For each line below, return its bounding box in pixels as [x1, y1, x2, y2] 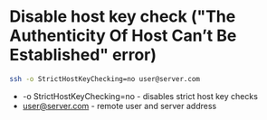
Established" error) [9, 45, 157, 65]
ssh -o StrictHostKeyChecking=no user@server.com [9, 74, 201, 83]
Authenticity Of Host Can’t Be [9, 25, 237, 46]
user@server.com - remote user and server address [22, 100, 217, 111]
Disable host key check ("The [9, 6, 236, 27]
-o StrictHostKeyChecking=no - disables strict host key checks [22, 90, 258, 101]
